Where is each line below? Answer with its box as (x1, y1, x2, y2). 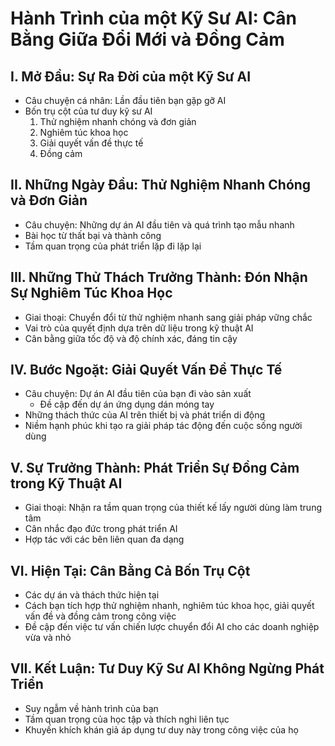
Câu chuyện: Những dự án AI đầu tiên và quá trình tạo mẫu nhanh (24, 218, 295, 231)
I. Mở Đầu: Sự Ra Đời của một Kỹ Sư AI (10, 68, 252, 85)
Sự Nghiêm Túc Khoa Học (10, 285, 173, 302)
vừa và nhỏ (24, 632, 72, 644)
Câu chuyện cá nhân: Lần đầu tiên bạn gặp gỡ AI (24, 95, 227, 106)
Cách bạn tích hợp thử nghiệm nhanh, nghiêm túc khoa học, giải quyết (24, 600, 315, 612)
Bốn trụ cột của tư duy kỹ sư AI (24, 105, 153, 117)
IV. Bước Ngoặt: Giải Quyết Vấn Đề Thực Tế (10, 362, 283, 379)
